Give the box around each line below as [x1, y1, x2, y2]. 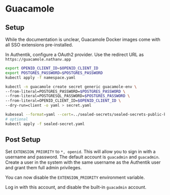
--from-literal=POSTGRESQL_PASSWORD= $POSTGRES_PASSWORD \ [5, 94, 130, 99]
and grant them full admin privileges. [5, 165, 82, 171]
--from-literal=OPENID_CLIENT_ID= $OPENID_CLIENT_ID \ [5, 98, 121, 103]
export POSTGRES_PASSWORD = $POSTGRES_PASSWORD [5, 70, 103, 76]
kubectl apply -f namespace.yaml [5, 75, 76, 80]
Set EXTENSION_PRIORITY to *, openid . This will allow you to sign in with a [5, 149, 156, 155]
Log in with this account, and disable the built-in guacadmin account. [5, 184, 147, 190]
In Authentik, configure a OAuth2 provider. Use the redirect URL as [5, 51, 144, 57]
